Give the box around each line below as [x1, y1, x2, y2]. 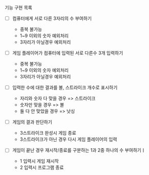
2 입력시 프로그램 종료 [19, 164, 64, 170]
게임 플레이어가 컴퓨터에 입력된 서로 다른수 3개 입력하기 [12, 50, 123, 56]
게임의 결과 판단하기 [12, 119, 52, 125]
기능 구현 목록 [5, 5, 33, 10]
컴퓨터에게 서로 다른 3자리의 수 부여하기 [12, 15, 92, 21]
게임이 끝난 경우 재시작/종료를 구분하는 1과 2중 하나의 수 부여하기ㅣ [12, 147, 146, 154]
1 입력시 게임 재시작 [19, 158, 59, 164]
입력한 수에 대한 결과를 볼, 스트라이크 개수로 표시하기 [12, 84, 118, 91]
